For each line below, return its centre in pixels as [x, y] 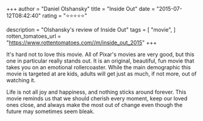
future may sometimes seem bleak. [50, 111]
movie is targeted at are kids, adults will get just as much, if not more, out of [101, 74]
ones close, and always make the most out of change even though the [94, 105]
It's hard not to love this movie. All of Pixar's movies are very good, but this [100, 54]
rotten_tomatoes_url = [34, 36]
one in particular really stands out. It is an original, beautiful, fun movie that [100, 61]
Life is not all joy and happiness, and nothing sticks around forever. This [96, 92]
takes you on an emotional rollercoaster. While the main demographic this [98, 67]
